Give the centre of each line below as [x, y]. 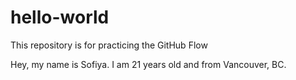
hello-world [60, 17]
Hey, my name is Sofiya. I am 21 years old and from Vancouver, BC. [148, 64]
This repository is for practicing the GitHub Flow [109, 45]
